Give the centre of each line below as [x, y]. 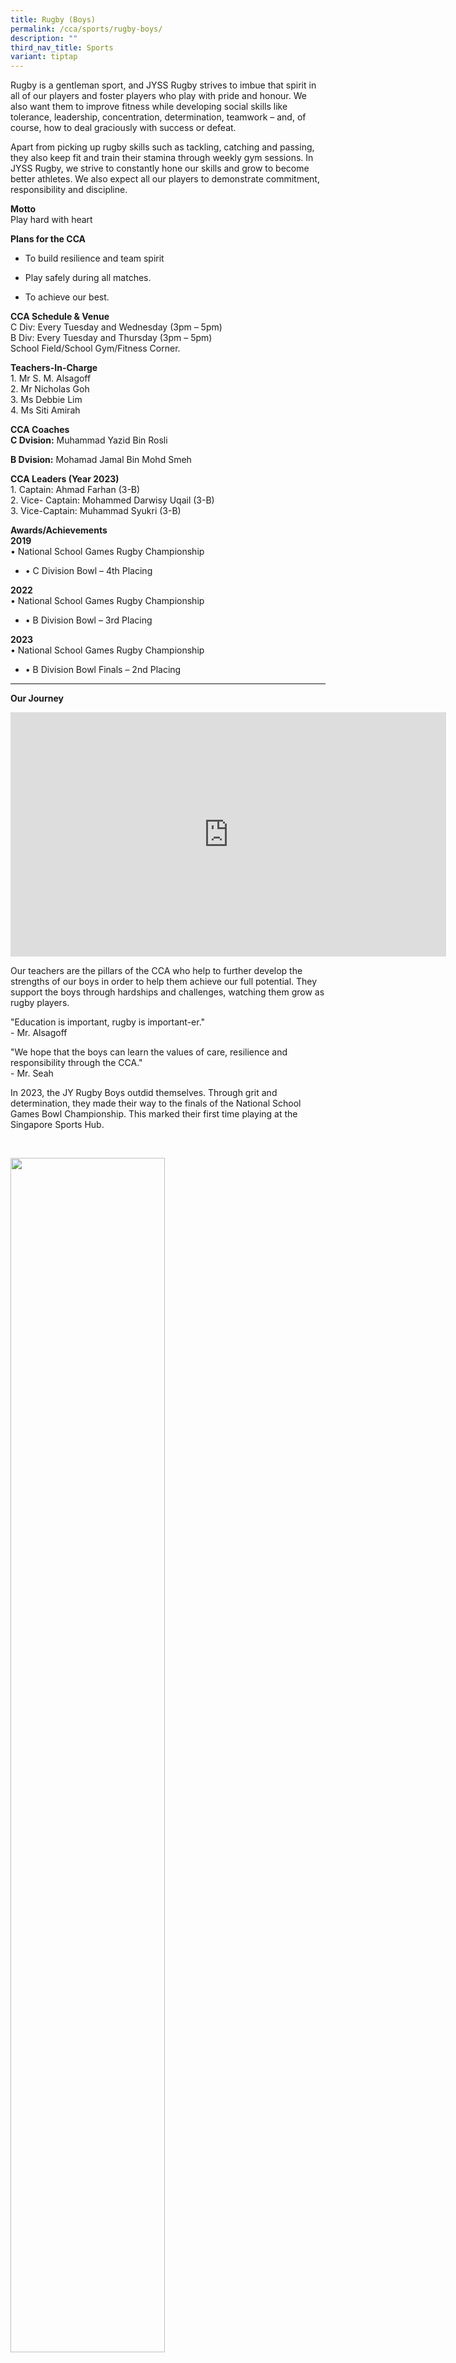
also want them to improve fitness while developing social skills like [149, 107]
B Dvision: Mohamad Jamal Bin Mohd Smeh [101, 460]
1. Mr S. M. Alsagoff [51, 378]
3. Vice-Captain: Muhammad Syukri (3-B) [96, 511]
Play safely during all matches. [88, 278]
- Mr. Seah [32, 1073]
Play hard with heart [51, 220]
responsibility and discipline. [69, 190]
